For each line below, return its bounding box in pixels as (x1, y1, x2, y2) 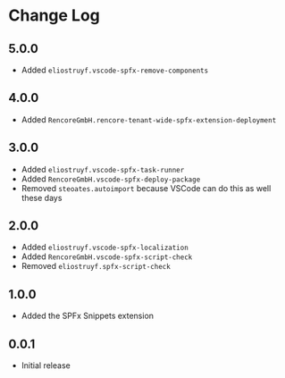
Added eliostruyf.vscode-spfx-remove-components (21, 64, 209, 75)
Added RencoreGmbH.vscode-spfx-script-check (21, 251, 193, 262)
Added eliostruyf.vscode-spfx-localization (21, 242, 189, 253)
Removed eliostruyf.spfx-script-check (21, 261, 171, 272)
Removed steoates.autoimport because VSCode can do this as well (21, 182, 272, 193)
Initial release (21, 360, 71, 371)
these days (21, 192, 63, 203)
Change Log (8, 5, 100, 26)
